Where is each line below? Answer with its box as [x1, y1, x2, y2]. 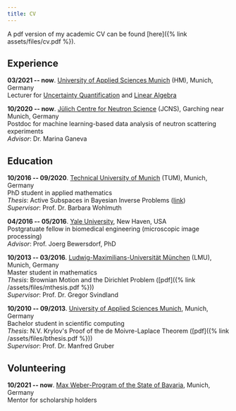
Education [7, 155, 54, 167]
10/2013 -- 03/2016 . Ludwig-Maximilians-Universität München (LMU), [7, 253, 212, 262]
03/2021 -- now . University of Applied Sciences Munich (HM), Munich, [7, 76, 213, 84]
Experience [7, 58, 58, 70]
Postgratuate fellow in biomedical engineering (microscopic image [7, 225, 199, 233]
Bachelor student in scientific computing [7, 320, 125, 328]
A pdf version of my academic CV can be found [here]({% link [7, 30, 187, 38]
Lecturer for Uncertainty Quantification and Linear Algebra [7, 91, 178, 99]
